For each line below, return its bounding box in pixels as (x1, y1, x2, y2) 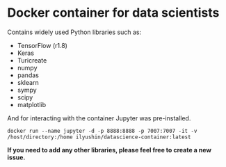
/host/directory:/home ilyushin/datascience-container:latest (7, 134, 191, 141)
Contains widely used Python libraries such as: (7, 28, 141, 36)
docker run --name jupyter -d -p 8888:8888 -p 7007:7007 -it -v (7, 127, 197, 134)
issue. (7, 153, 26, 161)
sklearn (17, 78, 40, 86)
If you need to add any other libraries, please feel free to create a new (7, 145, 212, 154)
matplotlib (17, 100, 47, 109)
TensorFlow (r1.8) (17, 41, 68, 49)
